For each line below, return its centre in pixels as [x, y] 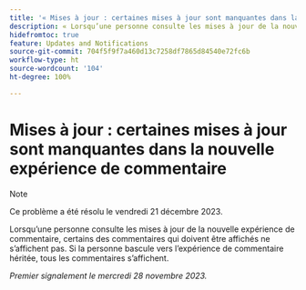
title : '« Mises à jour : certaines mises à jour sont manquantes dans [148, 18]
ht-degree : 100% [40, 77]
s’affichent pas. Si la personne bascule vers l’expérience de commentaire [147, 248]
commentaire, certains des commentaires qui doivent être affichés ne [140, 238]
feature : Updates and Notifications [79, 43]
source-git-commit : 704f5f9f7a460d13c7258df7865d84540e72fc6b [130, 52]
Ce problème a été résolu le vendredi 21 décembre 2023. [116, 211]
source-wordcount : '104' [56, 69]
